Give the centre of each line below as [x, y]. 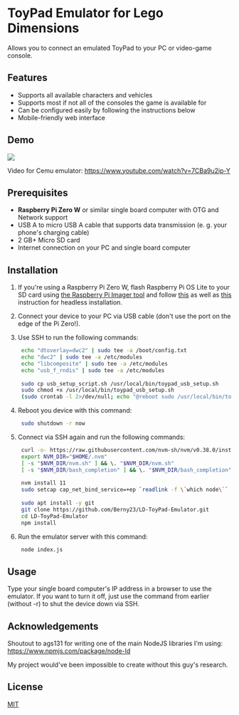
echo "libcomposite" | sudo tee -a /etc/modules [95, 364]
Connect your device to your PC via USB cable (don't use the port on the [124, 316]
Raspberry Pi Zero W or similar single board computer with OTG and [118, 210]
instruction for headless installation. [70, 302]
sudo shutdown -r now [53, 424]
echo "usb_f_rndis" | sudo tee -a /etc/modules [93, 370]
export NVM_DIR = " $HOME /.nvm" [64, 457]
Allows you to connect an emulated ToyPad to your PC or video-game [110, 48]
